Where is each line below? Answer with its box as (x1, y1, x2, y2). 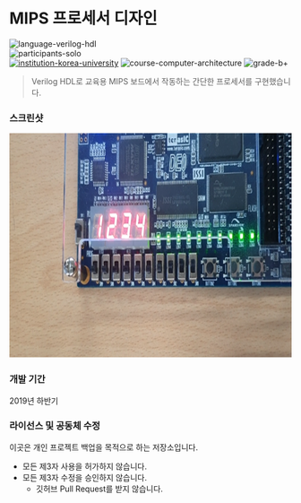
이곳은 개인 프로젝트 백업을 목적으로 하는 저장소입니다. (9, 441, 199, 453)
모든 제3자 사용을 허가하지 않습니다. (21, 461, 148, 472)
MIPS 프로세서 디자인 (9, 8, 159, 29)
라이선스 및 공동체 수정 (9, 420, 101, 432)
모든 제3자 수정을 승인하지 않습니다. (21, 472, 148, 482)
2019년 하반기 (9, 395, 59, 406)
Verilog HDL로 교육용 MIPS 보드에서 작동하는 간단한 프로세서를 (30, 75, 253, 86)
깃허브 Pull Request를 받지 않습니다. (35, 483, 164, 494)
